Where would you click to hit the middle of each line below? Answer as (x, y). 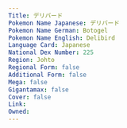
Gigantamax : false (38, 89)
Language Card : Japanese (49, 45)
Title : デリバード (36, 16)
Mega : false (28, 82)
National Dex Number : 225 (51, 52)
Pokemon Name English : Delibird (62, 38)
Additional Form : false (48, 75)
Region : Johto (32, 60)
